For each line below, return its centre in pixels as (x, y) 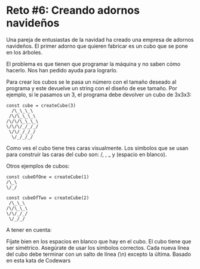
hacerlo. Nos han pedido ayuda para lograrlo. (62, 70)
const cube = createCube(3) (41, 105)
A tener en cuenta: (29, 230)
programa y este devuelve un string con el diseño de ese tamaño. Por (92, 88)
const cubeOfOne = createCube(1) (48, 177)
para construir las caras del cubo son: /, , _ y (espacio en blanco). (87, 154)
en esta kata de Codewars (39, 260)
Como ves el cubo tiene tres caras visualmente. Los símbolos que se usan (97, 148)
